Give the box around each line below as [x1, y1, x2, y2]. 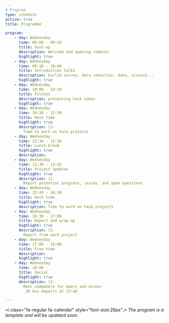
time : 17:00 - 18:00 [18, 242, 62, 247]
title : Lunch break [18, 143, 59, 148]
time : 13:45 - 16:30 [18, 190, 62, 195]
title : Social [18, 270, 49, 275]
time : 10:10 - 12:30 [18, 111, 62, 116]
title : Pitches [18, 91, 51, 96]
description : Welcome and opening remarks [18, 49, 109, 55]
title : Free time [18, 246, 55, 251]
